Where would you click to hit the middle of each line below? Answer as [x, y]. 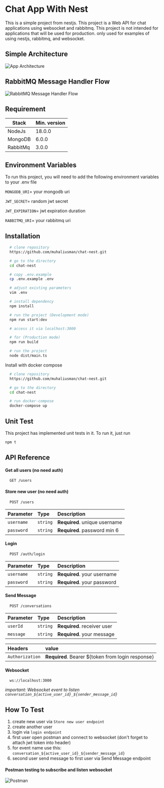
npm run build [24, 342]
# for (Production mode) [35, 337]
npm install [22, 306]
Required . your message [86, 634]
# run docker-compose [32, 401]
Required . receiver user [85, 626]
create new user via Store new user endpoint [58, 722]
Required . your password [87, 582]
